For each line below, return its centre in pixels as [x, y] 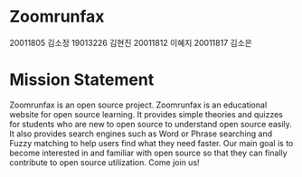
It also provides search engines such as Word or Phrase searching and [141, 134]
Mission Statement [82, 80]
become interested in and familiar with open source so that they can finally [148, 153]
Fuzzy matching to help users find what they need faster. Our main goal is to [151, 143]
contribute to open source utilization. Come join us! [105, 162]
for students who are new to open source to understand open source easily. [151, 124]
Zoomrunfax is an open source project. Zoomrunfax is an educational [138, 105]
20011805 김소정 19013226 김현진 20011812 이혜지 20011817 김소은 [131, 42]
